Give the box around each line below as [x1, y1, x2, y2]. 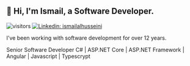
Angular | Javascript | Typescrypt [6, 53, 90, 60]
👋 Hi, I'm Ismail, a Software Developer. [6, 6, 154, 16]
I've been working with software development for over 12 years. [6, 34, 167, 42]
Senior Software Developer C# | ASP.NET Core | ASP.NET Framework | [6, 46, 185, 53]
